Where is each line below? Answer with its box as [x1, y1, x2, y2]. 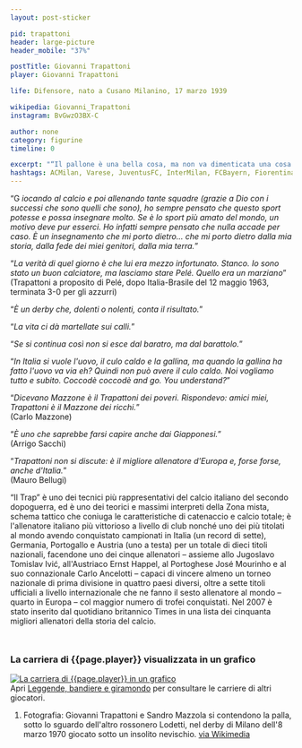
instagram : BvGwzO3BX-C [10, 111, 99, 120]
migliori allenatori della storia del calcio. [10, 615, 157, 626]
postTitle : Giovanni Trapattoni [10, 62, 131, 72]
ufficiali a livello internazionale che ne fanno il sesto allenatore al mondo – [10, 588, 281, 598]
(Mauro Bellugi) [10, 475, 67, 485]
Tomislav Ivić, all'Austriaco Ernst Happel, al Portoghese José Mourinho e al [10, 559, 287, 569]
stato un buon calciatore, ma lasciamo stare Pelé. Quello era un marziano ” [10, 268, 287, 278]
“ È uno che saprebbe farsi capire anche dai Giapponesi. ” [10, 429, 222, 439]
